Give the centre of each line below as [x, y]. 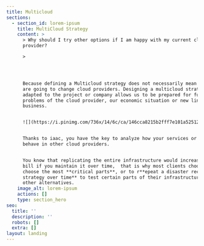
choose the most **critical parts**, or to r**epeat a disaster [105, 171]
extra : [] [24, 228]
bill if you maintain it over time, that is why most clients [104, 166]
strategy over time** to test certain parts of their [92, 177]
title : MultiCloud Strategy [53, 29]
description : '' [32, 217]
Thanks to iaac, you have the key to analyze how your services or [110, 139]
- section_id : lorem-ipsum [46, 23]
